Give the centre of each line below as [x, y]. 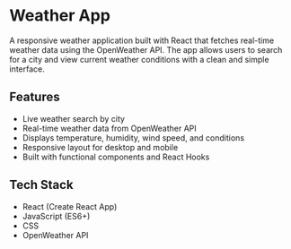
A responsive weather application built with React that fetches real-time [142, 40]
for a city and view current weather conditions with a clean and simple [139, 59]
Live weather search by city [74, 118]
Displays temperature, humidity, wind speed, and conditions [133, 137]
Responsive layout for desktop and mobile [100, 147]
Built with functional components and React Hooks [116, 157]
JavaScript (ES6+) [56, 216]
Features [35, 97]
